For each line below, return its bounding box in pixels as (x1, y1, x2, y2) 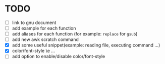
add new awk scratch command (12, 36, 79, 42)
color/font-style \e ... (12, 48, 55, 54)
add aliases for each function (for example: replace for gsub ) (12, 31, 138, 37)
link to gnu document (12, 19, 57, 25)
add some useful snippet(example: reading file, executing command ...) (12, 42, 160, 48)
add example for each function (12, 25, 76, 31)
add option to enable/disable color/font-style (12, 53, 105, 59)
